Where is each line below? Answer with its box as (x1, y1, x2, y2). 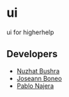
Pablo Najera (16, 82, 54, 90)
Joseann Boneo (16, 74, 62, 82)
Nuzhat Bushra (16, 66, 60, 75)
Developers (6, 48, 58, 60)
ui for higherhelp (6, 28, 54, 36)
